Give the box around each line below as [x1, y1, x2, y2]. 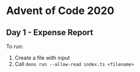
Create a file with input [14, 54, 70, 61]
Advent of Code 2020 [6, 4, 115, 18]
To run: [6, 43, 24, 50]
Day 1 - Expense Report [6, 28, 93, 37]
